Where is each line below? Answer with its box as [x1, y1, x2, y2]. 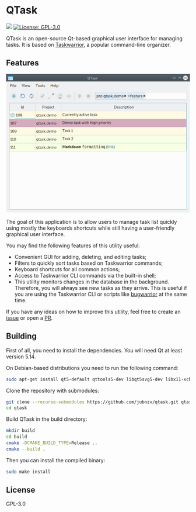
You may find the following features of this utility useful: [6, 242, 140, 249]
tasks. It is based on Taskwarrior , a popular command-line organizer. [6, 41, 171, 48]
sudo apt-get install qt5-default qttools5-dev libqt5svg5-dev [6, 376, 163, 382]
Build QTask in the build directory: [6, 416, 87, 423]
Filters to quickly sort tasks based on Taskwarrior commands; [14, 260, 163, 267]
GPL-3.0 [6, 500, 26, 507]
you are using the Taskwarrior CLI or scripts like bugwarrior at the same [14, 290, 187, 297]
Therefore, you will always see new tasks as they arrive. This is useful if [14, 284, 187, 291]
